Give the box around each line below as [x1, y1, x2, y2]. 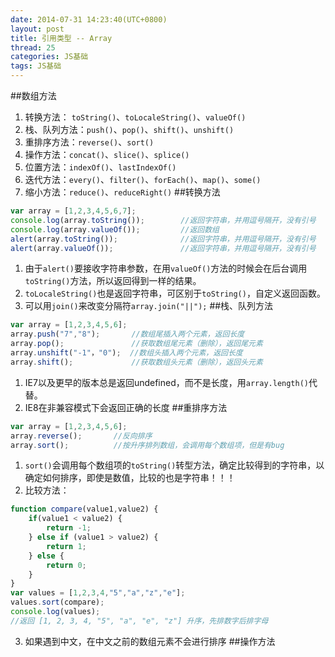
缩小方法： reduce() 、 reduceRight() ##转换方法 [24, 186, 221, 198]
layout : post [10, 24, 65, 34]
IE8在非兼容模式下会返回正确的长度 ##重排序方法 [24, 401, 228, 413]
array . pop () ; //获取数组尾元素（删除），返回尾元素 [10, 339, 263, 349]
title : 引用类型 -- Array [10, 33, 113, 43]
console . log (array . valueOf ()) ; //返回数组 [10, 224, 220, 235]
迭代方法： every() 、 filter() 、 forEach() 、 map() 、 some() [24, 174, 262, 185]
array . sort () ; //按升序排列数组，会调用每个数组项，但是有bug [10, 440, 285, 450]
